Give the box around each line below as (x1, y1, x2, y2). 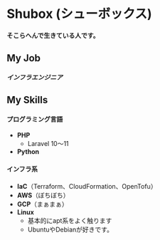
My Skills (6, 94, 48, 106)
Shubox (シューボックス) (6, 6, 152, 22)
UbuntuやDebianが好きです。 (27, 225, 113, 234)
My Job (6, 52, 41, 64)
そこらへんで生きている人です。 (6, 31, 100, 39)
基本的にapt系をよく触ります (27, 216, 112, 224)
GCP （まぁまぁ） (16, 199, 68, 208)
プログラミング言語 (6, 115, 63, 123)
